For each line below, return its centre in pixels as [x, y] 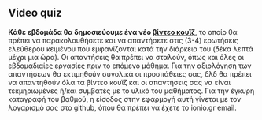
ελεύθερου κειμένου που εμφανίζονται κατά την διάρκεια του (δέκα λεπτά [131, 49]
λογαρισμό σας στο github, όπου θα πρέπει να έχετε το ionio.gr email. [123, 107]
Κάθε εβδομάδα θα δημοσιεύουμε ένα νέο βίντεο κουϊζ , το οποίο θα [123, 32]
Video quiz [35, 13]
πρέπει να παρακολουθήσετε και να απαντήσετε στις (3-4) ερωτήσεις [123, 40]
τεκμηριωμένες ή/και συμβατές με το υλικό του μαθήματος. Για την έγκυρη [131, 91]
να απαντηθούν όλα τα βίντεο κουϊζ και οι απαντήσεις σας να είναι [119, 82]
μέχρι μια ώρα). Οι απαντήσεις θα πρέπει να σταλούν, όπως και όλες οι [126, 57]
